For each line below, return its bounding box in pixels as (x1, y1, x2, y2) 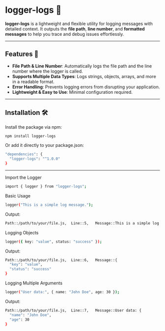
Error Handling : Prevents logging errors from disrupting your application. (12, 83, 160, 90)
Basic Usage (5, 193, 31, 198)
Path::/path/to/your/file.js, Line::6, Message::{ (5, 257, 118, 262)
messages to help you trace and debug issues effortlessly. (5, 31, 124, 37)
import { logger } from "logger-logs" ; (5, 184, 87, 189)
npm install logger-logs (5, 134, 56, 138)
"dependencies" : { (5, 152, 43, 157)
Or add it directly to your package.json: (5, 142, 84, 148)
